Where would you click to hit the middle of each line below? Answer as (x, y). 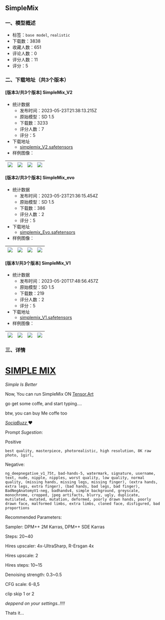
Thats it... (15, 613)
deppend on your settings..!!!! (35, 603)
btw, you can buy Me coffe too (36, 413)
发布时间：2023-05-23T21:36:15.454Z (59, 196)
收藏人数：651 (27, 47)
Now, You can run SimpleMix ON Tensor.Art (49, 394)
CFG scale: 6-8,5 (22, 584)
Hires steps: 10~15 (24, 565)
